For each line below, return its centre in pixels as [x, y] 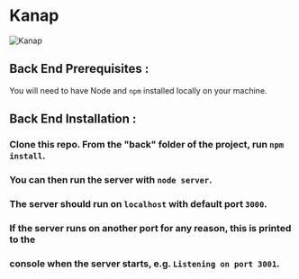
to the [23, 239]
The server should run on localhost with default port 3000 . [138, 203]
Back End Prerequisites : [79, 69]
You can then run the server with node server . [111, 179]
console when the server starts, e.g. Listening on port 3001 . [145, 264]
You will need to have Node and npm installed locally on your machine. [138, 90]
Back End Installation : [73, 119]
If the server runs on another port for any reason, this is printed [150, 228]
